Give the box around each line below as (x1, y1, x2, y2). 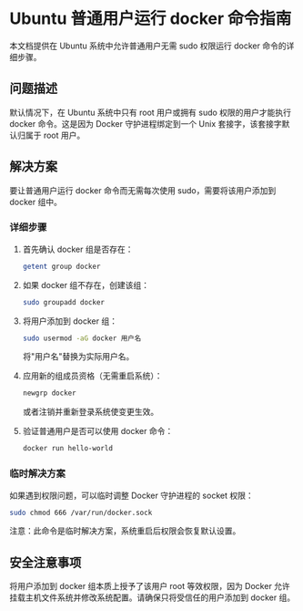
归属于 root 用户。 (16, 129, 86, 140)
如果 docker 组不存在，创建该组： (22, 279, 150, 290)
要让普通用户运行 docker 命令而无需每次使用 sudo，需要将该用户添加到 (9, 184, 277, 196)
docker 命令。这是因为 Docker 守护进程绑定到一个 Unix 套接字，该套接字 (9, 118, 282, 129)
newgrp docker (22, 388, 76, 398)
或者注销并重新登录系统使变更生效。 (22, 407, 159, 418)
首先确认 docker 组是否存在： (22, 243, 134, 254)
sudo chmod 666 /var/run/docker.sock (9, 508, 153, 517)
